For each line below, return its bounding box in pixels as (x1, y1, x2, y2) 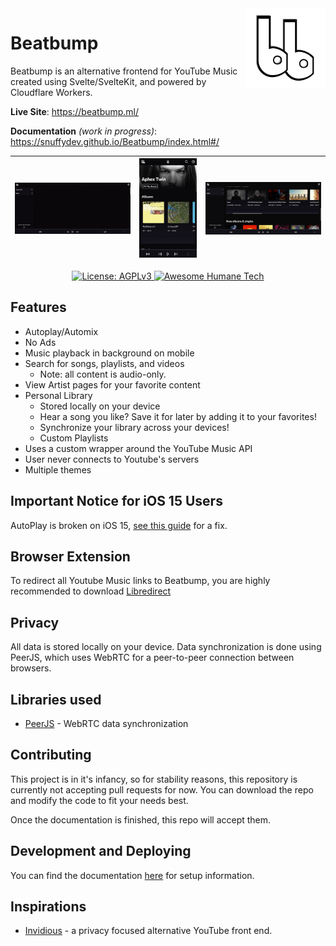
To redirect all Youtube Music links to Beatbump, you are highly (10, 575, 271, 587)
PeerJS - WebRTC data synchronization (24, 718, 189, 729)
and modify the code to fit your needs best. (10, 794, 189, 806)
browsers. (10, 662, 52, 674)
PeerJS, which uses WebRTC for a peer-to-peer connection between (10, 652, 295, 664)
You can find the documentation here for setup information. (10, 869, 255, 881)
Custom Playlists (39, 432, 109, 444)
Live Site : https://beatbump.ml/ (10, 105, 140, 117)
